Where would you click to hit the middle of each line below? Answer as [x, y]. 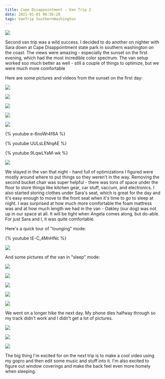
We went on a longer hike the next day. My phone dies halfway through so [81, 313]
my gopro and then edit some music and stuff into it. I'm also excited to [77, 361]
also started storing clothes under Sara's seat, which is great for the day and [83, 193]
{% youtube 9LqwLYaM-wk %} [36, 153]
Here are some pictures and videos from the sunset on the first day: [74, 78]
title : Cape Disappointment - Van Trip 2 [48, 10]
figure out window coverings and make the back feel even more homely [78, 366]
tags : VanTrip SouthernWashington [41, 19]
